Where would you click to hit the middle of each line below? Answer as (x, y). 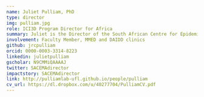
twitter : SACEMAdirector (38, 68)
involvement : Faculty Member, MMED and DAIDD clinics (76, 40)
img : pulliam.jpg (28, 23)
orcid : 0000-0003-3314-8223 (42, 51)
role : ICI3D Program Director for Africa (59, 29)
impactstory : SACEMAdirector (43, 74)
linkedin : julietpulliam (38, 57)
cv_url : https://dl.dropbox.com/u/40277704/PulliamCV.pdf (81, 85)
